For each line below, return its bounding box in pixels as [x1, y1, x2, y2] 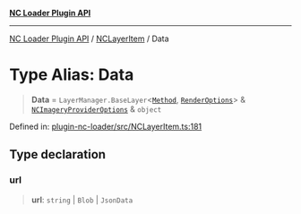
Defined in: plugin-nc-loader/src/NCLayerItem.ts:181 [9, 121, 202, 132]
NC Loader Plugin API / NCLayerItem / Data [9, 33, 169, 44]
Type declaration [9, 147, 106, 162]
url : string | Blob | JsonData [30, 194, 133, 205]
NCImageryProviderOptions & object [30, 103, 162, 115]
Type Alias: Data [9, 64, 134, 85]
